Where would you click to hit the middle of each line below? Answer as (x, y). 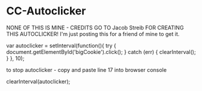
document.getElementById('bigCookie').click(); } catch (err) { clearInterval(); (101, 51)
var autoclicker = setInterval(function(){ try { (61, 45)
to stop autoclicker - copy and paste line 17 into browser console (87, 69)
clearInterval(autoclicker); (38, 81)
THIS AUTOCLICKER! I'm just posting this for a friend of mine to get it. (93, 34)
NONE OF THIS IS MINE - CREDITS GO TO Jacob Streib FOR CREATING (95, 28)
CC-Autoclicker (46, 11)
